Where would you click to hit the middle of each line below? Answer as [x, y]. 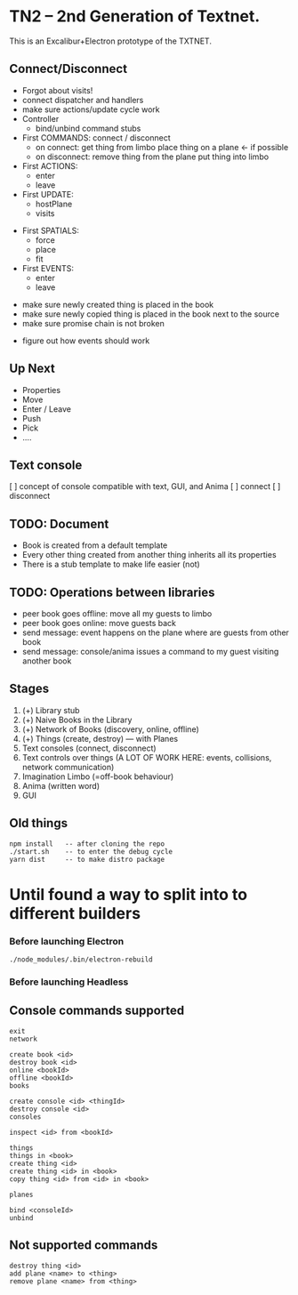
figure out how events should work [86, 341]
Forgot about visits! [57, 90]
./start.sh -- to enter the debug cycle [91, 851]
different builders [75, 913]
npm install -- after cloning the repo [87, 844]
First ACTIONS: [50, 165]
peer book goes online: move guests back [99, 623]
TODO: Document [59, 523]
